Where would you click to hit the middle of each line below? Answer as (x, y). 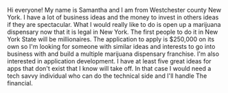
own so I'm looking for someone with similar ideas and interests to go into (111, 46)
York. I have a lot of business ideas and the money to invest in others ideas (113, 17)
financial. (20, 83)
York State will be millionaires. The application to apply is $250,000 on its (111, 39)
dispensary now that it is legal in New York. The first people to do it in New (113, 32)
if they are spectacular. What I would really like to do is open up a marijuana (114, 24)
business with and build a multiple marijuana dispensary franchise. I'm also (113, 54)
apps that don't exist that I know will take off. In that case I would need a (109, 69)
